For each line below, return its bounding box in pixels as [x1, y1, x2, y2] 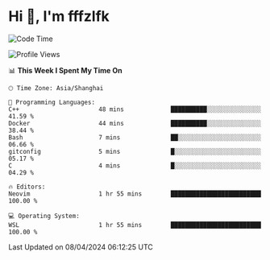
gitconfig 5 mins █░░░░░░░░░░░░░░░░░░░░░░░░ [8, 147, 262, 155]
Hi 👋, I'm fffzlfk [8, 7, 110, 26]
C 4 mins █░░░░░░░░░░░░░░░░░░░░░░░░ [8, 161, 262, 170]
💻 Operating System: [8, 212, 81, 220]
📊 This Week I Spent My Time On [8, 65, 123, 75]
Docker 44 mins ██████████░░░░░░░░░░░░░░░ [8, 119, 262, 127]
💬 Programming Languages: [8, 98, 95, 106]
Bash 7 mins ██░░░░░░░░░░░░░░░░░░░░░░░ [8, 133, 262, 142]
